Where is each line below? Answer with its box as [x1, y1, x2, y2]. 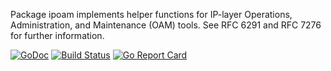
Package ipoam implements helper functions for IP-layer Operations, [10, 9, 293, 20]
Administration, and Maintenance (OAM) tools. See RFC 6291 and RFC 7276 [10, 19, 322, 31]
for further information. [10, 30, 105, 41]
